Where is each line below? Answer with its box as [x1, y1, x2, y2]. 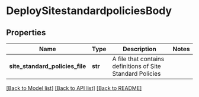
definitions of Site [112, 62, 161, 70]
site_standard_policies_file [9, 62, 86, 70]
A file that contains [112, 55, 165, 63]
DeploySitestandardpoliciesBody [6, 4, 172, 18]
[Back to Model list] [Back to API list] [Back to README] [6, 85, 142, 92]
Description [122, 45, 157, 53]
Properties [6, 28, 46, 38]
